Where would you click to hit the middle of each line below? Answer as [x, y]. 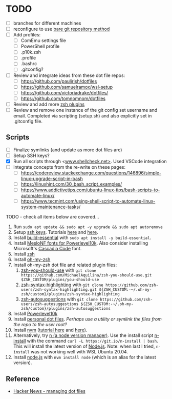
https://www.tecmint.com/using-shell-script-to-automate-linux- [88, 201]
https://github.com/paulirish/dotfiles [59, 81]
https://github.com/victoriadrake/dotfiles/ [64, 92]
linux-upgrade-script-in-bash [52, 179]
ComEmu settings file [43, 41]
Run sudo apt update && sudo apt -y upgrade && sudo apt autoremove [88, 227]
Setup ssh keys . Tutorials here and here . [56, 232]
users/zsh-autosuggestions [50, 304]
